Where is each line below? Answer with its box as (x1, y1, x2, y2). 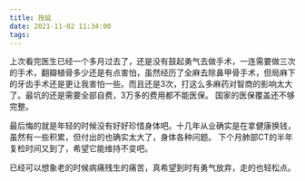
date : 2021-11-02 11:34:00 (9, 22, 112, 31)
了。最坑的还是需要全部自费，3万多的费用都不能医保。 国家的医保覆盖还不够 (9, 90, 295, 100)
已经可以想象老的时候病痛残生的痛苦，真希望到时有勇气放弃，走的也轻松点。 (9, 162, 296, 173)
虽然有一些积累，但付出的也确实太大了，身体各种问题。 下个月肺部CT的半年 (9, 132, 293, 143)
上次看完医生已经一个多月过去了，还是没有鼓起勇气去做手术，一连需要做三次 (9, 56, 296, 67)
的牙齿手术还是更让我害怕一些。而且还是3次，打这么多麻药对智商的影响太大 (9, 79, 293, 90)
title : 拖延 (9, 13, 52, 23)
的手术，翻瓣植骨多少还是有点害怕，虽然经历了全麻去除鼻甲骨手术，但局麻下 (9, 67, 296, 78)
